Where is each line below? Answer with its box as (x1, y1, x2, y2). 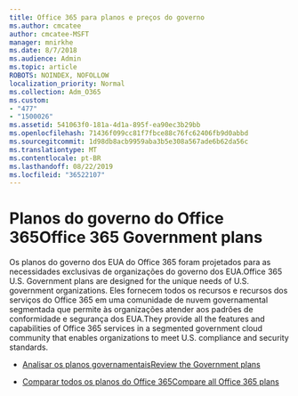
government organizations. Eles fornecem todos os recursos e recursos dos (9, 286, 288, 296)
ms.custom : (9, 95, 50, 105)
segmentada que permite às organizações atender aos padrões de (9, 304, 254, 315)
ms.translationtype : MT (9, 145, 98, 154)
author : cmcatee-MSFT (9, 29, 90, 38)
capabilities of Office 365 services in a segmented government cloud (9, 323, 263, 334)
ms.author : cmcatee (9, 21, 82, 30)
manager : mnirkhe (9, 37, 74, 47)
